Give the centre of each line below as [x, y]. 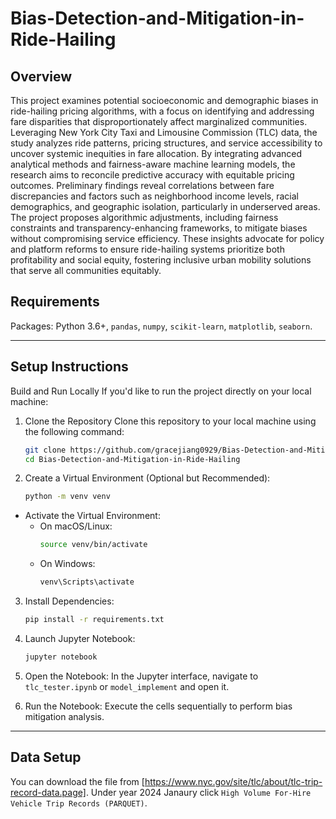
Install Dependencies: [69, 601]
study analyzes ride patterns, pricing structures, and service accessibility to [166, 143]
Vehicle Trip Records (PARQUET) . [79, 803]
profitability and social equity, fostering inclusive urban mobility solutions [161, 260]
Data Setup [46, 757]
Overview [41, 76]
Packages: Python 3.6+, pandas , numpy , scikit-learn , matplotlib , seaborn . [161, 326]
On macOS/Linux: [76, 526]
